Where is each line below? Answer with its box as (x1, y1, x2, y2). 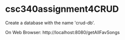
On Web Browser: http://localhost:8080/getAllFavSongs (5, 29, 120, 35)
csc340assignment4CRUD (5, 3, 119, 15)
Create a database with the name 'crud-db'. (5, 20, 95, 26)
